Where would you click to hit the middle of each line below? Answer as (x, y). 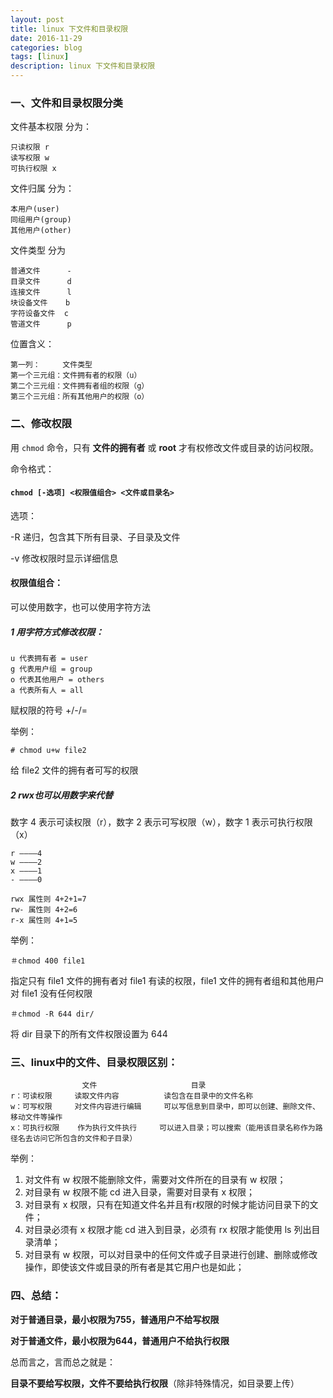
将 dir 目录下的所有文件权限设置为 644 (89, 1033)
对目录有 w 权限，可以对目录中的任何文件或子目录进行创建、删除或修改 (171, 1255)
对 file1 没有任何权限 (51, 993)
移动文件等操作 (36, 1117)
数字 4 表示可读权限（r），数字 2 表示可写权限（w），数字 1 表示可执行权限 (161, 822)
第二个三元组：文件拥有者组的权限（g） (80, 386)
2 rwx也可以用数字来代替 (61, 795)
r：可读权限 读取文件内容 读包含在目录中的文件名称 (132, 1096)
